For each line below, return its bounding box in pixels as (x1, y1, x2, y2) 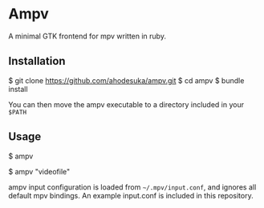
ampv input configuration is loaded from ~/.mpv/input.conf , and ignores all (8, 182, 257, 192)
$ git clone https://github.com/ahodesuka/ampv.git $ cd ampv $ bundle (8, 75, 245, 85)
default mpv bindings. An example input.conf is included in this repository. (8, 190, 254, 200)
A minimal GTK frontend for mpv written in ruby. (8, 31, 167, 41)
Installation (8, 54, 66, 68)
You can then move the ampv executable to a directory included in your (8, 99, 245, 109)
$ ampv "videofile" (8, 166, 71, 176)
